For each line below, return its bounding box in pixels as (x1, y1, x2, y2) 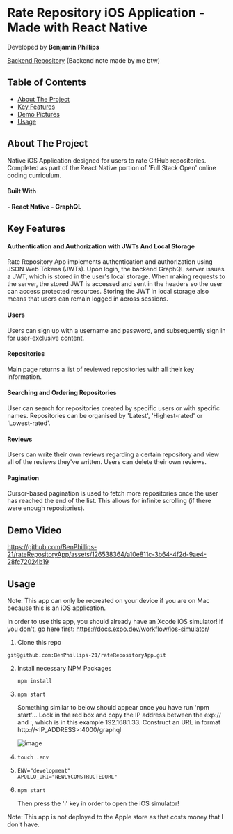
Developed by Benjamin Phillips (7, 43, 99, 51)
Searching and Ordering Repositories (7, 389, 117, 397)
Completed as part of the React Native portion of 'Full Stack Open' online (7, 163, 217, 172)
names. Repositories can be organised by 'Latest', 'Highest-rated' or (7, 411, 203, 419)
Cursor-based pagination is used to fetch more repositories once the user (7, 489, 218, 498)
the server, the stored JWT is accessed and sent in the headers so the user (7, 280, 223, 288)
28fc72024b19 (7, 558, 49, 566)
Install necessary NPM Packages (17, 664, 112, 672)
